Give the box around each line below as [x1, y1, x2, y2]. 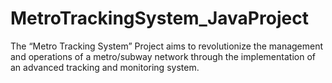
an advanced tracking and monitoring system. [10, 61, 200, 73]
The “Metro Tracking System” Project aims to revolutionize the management [10, 40, 324, 52]
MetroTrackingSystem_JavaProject [10, 7, 309, 30]
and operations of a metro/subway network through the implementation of [10, 50, 316, 62]
